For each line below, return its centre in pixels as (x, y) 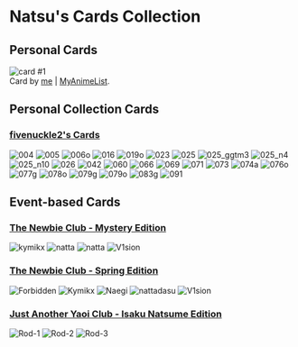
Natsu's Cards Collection (105, 17)
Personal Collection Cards (84, 110)
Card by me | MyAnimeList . (60, 81)
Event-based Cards (65, 202)
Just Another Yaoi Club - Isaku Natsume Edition (116, 314)
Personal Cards (53, 50)
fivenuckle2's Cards (55, 135)
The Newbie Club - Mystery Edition (88, 228)
